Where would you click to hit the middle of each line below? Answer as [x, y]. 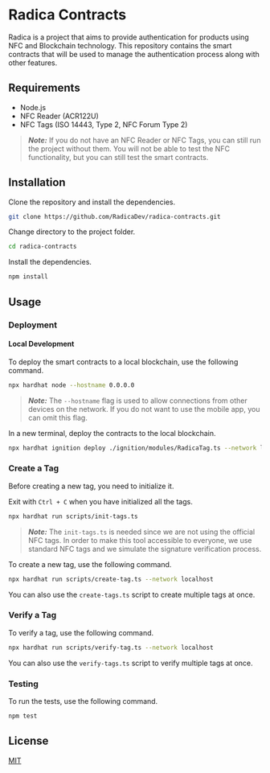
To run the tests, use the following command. [83, 701]
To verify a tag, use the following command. [81, 632]
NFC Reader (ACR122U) [59, 116]
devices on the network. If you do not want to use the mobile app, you [144, 409]
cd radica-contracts [43, 247]
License [29, 741]
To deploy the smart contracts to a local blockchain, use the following [123, 362]
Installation [37, 183]
